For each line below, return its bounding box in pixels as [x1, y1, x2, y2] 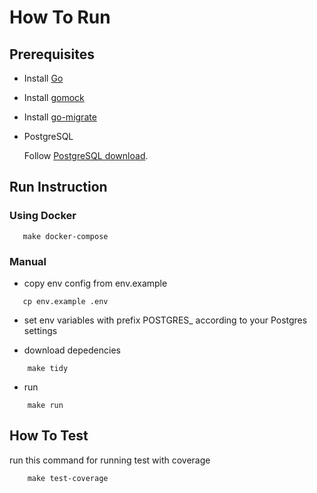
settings [23, 324, 58, 336]
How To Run [9, 6, 111, 29]
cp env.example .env [22, 296, 109, 306]
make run [27, 400, 64, 410]
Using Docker [9, 209, 77, 223]
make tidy [27, 363, 69, 373]
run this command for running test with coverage [9, 454, 211, 466]
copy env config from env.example [23, 277, 168, 289]
